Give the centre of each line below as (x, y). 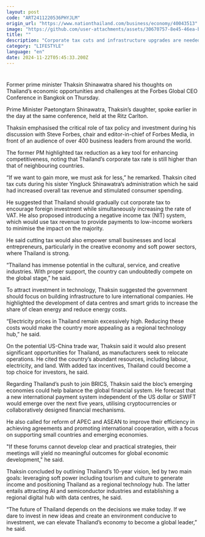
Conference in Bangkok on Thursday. (53, 97)
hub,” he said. (24, 334)
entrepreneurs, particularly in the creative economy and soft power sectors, (102, 246)
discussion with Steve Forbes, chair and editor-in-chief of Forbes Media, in (100, 134)
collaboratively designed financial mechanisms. (66, 410)
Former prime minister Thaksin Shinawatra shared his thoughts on (89, 84)
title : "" (19, 35)
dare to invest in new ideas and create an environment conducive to (92, 516)
